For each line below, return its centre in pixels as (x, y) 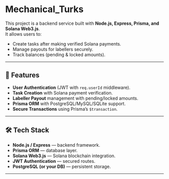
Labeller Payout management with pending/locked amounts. (75, 98)
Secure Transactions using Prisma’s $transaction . (65, 109)
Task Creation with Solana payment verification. (63, 93)
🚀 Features (22, 75)
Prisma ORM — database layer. (45, 150)
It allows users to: (23, 34)
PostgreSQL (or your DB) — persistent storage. (62, 166)
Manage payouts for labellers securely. (53, 49)
